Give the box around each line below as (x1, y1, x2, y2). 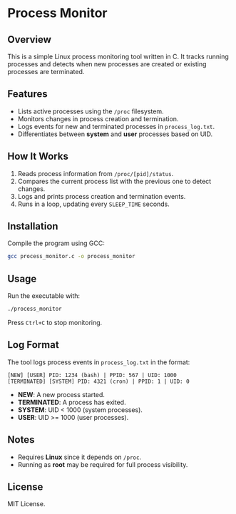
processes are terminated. (7, 68, 85, 76)
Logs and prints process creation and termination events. (17, 192, 186, 200)
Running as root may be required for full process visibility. (17, 460, 188, 468)
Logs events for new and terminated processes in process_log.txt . (17, 122, 215, 130)
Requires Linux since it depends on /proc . (17, 453, 141, 461)
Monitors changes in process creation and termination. (17, 114, 179, 123)
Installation (7, 220, 58, 232)
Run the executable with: (7, 292, 81, 300)
